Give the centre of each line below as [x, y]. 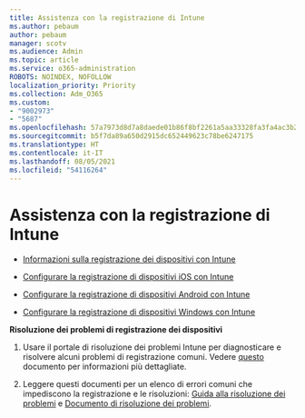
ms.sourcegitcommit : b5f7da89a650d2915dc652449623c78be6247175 [132, 136]
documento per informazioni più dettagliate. [104, 367]
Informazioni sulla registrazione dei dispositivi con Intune [129, 259]
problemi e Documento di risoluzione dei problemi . [117, 403]
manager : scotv [38, 43]
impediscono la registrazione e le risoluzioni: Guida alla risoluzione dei [154, 394]
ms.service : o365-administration [73, 69]
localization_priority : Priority [73, 85]
